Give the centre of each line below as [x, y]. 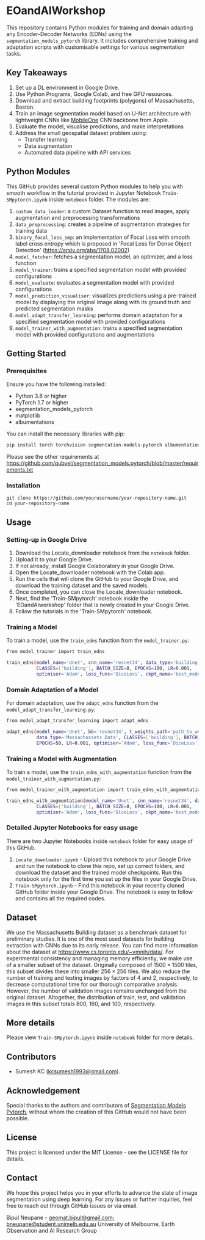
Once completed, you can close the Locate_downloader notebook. [99, 592]
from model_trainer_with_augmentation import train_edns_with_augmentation [105, 790]
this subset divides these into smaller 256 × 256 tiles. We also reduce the [98, 971]
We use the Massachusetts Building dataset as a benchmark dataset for [97, 932]
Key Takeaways [37, 73]
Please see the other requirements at [53, 457]
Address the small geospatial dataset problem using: [81, 133]
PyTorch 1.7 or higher [42, 403]
